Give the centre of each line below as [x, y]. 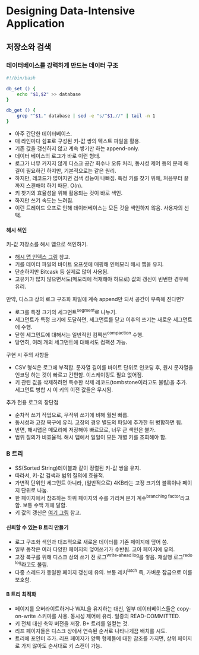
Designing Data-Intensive [71, 11]
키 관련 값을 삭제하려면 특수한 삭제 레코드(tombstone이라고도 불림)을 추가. [101, 382]
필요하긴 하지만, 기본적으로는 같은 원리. [71, 171]
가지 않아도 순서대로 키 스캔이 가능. [61, 645]
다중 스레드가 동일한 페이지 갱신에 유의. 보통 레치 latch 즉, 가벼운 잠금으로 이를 [104, 571]
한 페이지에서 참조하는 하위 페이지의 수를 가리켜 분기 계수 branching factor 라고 [102, 497]
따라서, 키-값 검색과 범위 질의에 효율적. [60, 475]
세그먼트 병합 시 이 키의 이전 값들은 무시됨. [64, 390]
